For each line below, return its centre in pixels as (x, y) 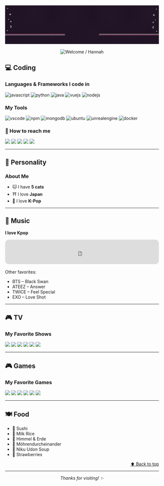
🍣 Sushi (20, 428)
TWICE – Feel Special (33, 292)
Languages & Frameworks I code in (47, 84)
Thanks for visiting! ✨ (82, 478)
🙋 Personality (26, 162)
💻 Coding (20, 68)
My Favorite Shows (28, 334)
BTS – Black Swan (30, 281)
